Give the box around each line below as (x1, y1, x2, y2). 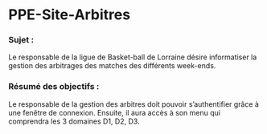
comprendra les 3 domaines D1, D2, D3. (8, 116, 140, 126)
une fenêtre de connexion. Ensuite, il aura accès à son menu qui (8, 108, 221, 117)
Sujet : (8, 35, 35, 46)
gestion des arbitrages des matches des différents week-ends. (8, 61, 216, 71)
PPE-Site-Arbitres (8, 6, 131, 24)
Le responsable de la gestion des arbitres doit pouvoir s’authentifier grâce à (8, 99, 260, 109)
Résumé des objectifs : (8, 81, 100, 92)
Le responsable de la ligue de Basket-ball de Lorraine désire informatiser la (8, 52, 257, 62)
